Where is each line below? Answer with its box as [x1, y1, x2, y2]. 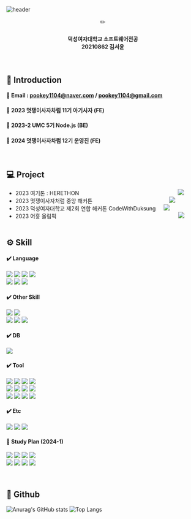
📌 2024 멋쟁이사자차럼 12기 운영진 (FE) [6, 137, 101, 144]
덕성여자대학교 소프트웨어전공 [67, 35, 138, 42]
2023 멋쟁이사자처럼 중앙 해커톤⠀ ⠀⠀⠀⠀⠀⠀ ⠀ [15, 197, 170, 205]
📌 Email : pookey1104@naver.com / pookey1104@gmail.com [6, 92, 163, 99]
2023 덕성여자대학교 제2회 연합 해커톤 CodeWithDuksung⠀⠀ [15, 205, 164, 212]
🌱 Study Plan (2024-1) [6, 438, 64, 445]
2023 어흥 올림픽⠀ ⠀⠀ [15, 212, 179, 220]
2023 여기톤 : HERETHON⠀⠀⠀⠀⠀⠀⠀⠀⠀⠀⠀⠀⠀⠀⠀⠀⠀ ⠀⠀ [15, 190, 178, 197]
